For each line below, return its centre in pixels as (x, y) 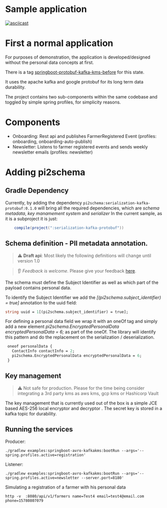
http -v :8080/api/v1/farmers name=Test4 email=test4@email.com (74, 496)
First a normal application (59, 43)
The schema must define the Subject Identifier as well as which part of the (82, 282)
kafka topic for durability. (31, 413)
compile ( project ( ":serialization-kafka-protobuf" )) (69, 228)
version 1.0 (28, 260)
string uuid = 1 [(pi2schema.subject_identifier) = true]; (67, 312)
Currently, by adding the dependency (44, 202)
